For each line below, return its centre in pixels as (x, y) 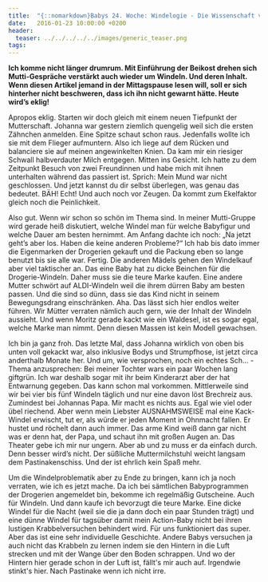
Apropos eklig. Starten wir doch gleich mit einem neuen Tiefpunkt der (123, 117)
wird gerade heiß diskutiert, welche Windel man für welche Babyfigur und (129, 226)
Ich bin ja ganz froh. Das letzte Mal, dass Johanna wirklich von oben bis (126, 343)
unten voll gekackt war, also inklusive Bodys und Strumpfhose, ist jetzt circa (133, 352)
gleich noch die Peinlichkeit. (54, 202)
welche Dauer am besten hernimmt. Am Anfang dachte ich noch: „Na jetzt (130, 235)
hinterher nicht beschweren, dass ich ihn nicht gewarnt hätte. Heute (124, 93)
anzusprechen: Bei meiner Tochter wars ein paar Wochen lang (135, 369)
